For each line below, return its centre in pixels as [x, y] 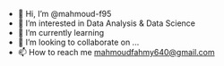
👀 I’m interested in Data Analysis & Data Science [106, 23]
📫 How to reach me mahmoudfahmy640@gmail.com [116, 52]
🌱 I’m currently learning [61, 33]
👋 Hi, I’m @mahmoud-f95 [65, 14]
